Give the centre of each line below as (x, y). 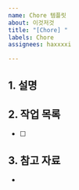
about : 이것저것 (31, 23)
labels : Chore (31, 37)
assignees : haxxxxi (40, 45)
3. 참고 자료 (34, 161)
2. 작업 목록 (34, 114)
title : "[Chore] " (38, 30)
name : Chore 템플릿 (37, 15)
